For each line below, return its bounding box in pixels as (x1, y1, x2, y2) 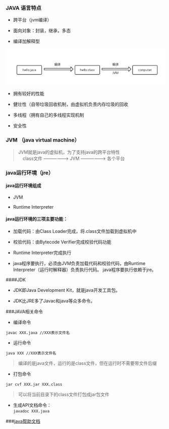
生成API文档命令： (13, 402, 52, 408)
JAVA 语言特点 (6, 4, 42, 11)
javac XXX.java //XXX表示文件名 (6, 330, 70, 336)
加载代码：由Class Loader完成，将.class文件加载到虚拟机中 (13, 228, 137, 234)
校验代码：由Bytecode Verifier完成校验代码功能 (13, 239, 111, 245)
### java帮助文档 (6, 418, 41, 424)
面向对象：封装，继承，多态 (13, 28, 71, 34)
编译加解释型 (13, 38, 40, 44)
